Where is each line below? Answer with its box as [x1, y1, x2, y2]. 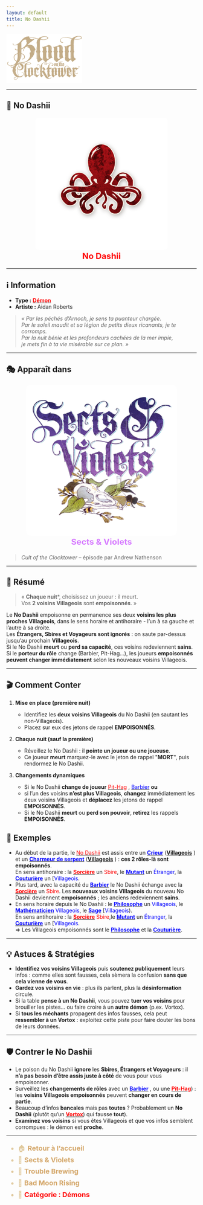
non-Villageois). [24, 717, 64, 724]
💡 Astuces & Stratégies [6, 949, 95, 959]
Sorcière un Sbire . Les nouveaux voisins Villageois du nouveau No [14, 887, 184, 895]
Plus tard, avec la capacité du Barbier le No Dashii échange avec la [14, 881, 183, 888]
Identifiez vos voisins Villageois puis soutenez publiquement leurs [14, 965, 185, 972]
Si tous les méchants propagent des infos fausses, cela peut [14, 1010, 167, 1017]
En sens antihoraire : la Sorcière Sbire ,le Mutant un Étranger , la [14, 913, 173, 921]
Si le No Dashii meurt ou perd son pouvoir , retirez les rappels [24, 809, 179, 816]
